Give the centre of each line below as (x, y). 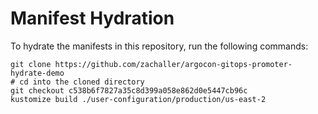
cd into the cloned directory (82, 82)
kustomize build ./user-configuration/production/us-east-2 (138, 99)
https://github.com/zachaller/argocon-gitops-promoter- (173, 64)
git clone (31, 64)
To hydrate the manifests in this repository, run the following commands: (159, 46)
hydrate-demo (37, 73)
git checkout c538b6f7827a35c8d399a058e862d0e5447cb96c (129, 90)
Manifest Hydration (92, 18)
